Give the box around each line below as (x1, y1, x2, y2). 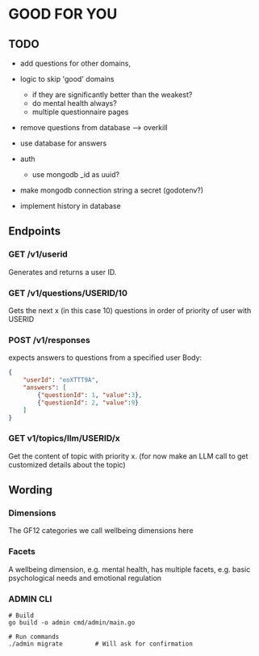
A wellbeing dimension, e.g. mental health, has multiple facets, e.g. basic (8, 564, 251, 574)
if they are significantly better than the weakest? (31, 90, 193, 99)
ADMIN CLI (8, 593, 52, 604)
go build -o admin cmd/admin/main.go (8, 618, 136, 627)
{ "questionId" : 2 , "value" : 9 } (37, 398, 139, 407)
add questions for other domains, (19, 58, 132, 68)
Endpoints (8, 224, 61, 239)
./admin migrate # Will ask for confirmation (8, 640, 194, 648)
